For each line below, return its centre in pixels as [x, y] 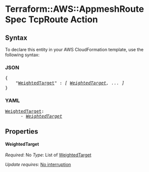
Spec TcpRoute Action [52, 19]
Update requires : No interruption [38, 165]
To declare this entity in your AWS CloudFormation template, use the [74, 50]
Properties [22, 131]
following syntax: [22, 55]
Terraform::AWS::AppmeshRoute [74, 9]
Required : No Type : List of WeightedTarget [48, 155]
